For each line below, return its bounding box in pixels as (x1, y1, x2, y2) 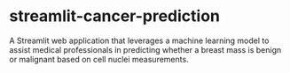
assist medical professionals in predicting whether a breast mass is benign (9, 44, 282, 55)
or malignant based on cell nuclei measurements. (9, 54, 189, 64)
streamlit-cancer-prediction (9, 6, 220, 26)
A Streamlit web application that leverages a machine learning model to (9, 35, 270, 46)
